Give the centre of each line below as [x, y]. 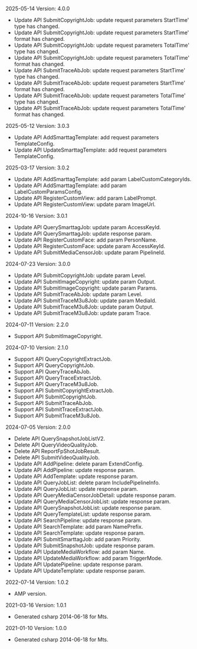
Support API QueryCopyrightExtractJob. [63, 359]
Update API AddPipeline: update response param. [74, 470]
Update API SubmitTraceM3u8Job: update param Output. [84, 307]
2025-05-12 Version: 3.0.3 [37, 126]
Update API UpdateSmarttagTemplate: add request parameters [90, 150]
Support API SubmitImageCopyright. [58, 336]
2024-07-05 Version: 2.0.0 [38, 427]
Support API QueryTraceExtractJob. [58, 378]
